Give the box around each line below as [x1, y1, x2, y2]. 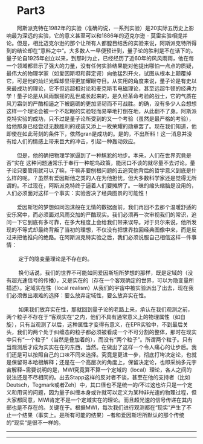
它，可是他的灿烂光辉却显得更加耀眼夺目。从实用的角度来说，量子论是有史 [6, 77, 192, 85]
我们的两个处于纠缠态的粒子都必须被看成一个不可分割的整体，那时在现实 [16, 328, 197, 335]
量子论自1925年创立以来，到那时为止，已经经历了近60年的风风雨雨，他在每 [6, 54, 195, 62]
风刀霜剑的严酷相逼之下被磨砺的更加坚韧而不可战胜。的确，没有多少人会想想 [6, 100, 197, 107]
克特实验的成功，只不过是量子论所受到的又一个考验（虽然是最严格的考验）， [6, 115, 195, 122]
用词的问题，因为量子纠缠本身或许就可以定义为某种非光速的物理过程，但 [16, 388, 197, 396]
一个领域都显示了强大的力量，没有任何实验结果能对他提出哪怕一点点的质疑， [6, 62, 197, 69]
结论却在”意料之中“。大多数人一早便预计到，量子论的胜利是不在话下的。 [16, 47, 196, 54]
